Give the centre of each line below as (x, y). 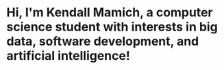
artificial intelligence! (69, 56)
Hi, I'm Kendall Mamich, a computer (110, 13)
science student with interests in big (112, 27)
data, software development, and (103, 41)
